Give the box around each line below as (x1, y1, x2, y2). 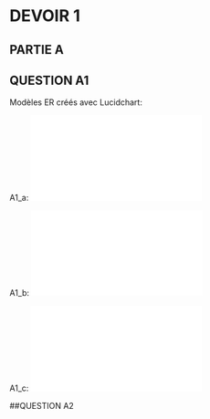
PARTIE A (9, 42, 64, 58)
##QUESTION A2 (9, 401, 75, 412)
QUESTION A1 (9, 72, 89, 88)
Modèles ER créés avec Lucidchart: (9, 97, 143, 108)
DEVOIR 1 (9, 5, 80, 26)
